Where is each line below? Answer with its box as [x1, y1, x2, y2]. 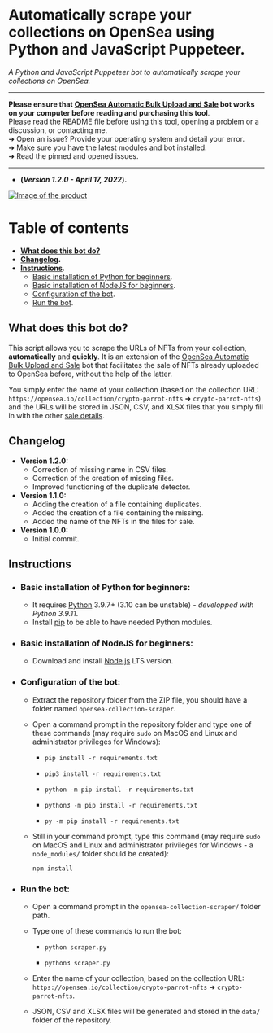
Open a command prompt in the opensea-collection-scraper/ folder [32, 902, 262, 912]
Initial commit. [32, 533, 80, 543]
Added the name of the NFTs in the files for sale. [32, 516, 195, 526]
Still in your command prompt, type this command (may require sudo [32, 831, 261, 841]
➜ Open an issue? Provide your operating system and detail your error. [8, 134, 245, 143]
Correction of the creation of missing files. [32, 473, 175, 483]
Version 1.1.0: [19, 490, 67, 500]
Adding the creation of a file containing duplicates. [32, 499, 201, 509]
